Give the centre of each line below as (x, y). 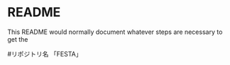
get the (18, 39)
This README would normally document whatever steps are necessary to (115, 32)
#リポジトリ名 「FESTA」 (45, 54)
